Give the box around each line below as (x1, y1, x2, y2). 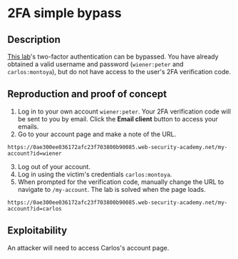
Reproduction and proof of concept (7, 88, 167, 101)
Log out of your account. (17, 162, 91, 171)
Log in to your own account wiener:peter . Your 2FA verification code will (17, 107, 232, 116)
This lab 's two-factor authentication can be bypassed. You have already (7, 52, 219, 61)
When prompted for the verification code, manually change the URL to (17, 177, 224, 186)
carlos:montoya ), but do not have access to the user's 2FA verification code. (7, 68, 232, 76)
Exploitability (7, 225, 68, 237)
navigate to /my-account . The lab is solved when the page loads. (17, 185, 206, 193)
